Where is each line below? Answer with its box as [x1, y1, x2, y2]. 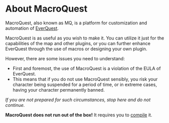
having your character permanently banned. [12, 87, 105, 93]
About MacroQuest [5, 3, 88, 15]
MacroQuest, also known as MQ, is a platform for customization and [5, 20, 147, 26]
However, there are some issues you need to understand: [5, 55, 125, 61]
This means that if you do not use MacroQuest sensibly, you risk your [12, 76, 158, 82]
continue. [5, 102, 25, 108]
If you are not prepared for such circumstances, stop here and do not [5, 97, 151, 103]
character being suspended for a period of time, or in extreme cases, [12, 81, 157, 88]
